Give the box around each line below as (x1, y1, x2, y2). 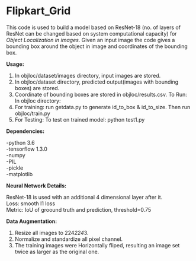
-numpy (6, 151, 25, 158)
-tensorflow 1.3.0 (6, 145, 47, 152)
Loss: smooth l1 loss (6, 200, 55, 207)
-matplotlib (6, 170, 33, 177)
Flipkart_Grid (6, 4, 71, 18)
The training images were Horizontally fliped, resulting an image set (14, 241, 180, 249)
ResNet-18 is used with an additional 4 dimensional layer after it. (6, 193, 163, 200)
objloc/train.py (14, 110, 50, 117)
